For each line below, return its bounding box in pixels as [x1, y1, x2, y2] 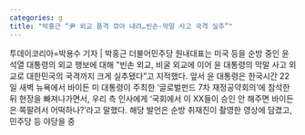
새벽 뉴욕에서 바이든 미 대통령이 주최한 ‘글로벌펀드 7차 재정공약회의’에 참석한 [18, 82, 290, 92]
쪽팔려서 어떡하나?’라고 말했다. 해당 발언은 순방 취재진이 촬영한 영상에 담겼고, [18, 104, 293, 115]
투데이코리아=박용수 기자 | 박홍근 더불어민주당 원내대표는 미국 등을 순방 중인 [9, 47, 280, 59]
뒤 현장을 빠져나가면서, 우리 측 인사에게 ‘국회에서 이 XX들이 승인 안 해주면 [9, 92, 270, 104]
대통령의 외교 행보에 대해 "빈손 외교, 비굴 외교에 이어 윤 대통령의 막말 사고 [25, 59, 287, 70]
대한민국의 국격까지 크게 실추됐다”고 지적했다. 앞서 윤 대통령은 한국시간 [25, 70, 278, 82]
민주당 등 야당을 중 [9, 115, 76, 127]
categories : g [9, 13, 64, 23]
